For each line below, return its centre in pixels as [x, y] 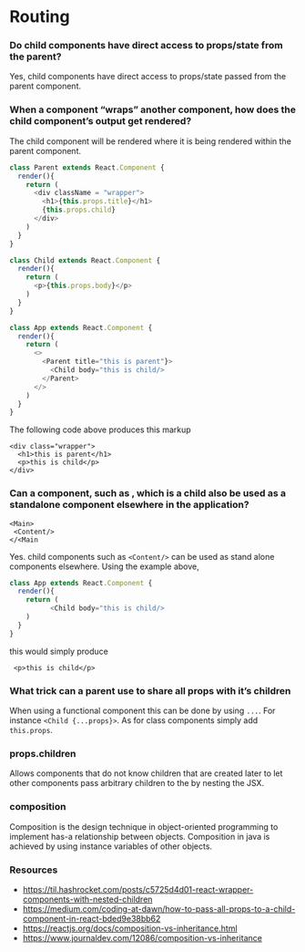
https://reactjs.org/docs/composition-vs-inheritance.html [130, 928]
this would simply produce [59, 651]
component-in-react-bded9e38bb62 [91, 918]
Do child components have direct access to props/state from [147, 46]
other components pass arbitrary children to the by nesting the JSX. [137, 783]
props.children [43, 753]
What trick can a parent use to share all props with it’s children [150, 690]
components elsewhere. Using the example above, [104, 566]
